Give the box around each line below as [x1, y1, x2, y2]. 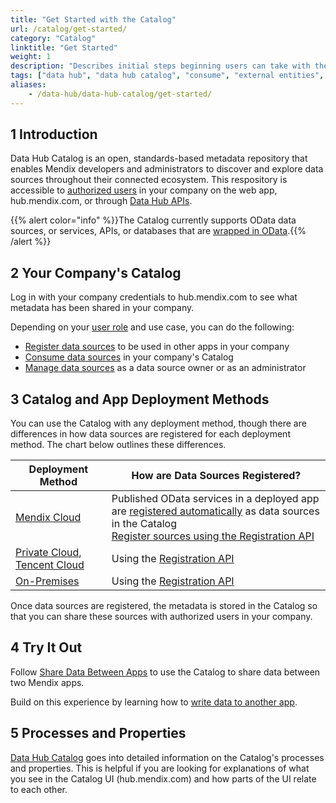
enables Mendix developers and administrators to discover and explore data [10, 163, 324, 175]
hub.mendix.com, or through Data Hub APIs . [10, 195, 193, 207]
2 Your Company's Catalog [10, 264, 182, 281]
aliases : [10, 80, 47, 90]
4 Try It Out [10, 639, 83, 656]
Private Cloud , [15, 546, 82, 560]
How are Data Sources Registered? [131, 469, 302, 483]
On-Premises [15, 574, 80, 588]
